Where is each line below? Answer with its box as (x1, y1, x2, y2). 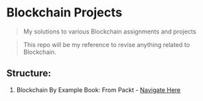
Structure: (6, 68, 51, 79)
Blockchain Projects (6, 5, 123, 20)
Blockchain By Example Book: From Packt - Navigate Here (16, 85, 181, 93)
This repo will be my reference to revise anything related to (23, 40, 190, 48)
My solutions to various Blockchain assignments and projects (23, 27, 197, 35)
